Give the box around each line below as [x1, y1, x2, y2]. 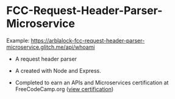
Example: [6, 37, 30, 44]
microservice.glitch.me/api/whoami [6, 43, 95, 51]
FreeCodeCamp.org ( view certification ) [15, 85, 114, 92]
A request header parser [15, 55, 77, 62]
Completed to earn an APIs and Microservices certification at [15, 79, 169, 86]
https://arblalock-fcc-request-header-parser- [30, 37, 145, 44]
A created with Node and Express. [15, 67, 102, 74]
